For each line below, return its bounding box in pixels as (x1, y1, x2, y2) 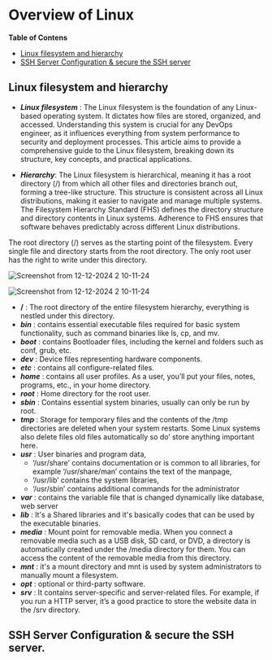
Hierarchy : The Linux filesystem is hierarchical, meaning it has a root (19, 169, 252, 180)
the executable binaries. (19, 518, 101, 528)
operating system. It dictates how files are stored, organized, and (43, 111, 261, 120)
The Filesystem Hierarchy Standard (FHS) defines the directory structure (19, 204, 264, 214)
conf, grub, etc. (19, 345, 72, 355)
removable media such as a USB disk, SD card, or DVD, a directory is (19, 535, 251, 545)
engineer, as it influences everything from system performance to (19, 128, 240, 138)
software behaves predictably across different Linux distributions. (19, 221, 240, 231)
